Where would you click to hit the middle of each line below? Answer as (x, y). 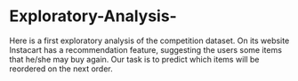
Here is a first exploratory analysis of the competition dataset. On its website (149, 40)
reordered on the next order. (61, 69)
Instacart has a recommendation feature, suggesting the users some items (146, 49)
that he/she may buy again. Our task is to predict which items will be (134, 59)
